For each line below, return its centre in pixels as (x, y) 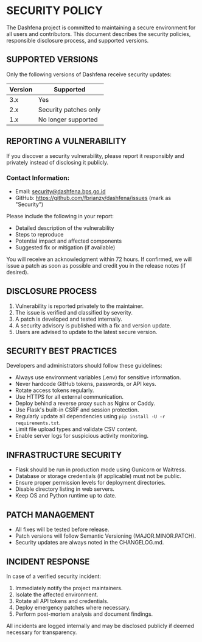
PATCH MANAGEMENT (51, 515)
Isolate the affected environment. (57, 594)
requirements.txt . (38, 423)
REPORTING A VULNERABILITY (66, 141)
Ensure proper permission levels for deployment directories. (90, 483)
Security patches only (70, 109)
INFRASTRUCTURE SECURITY (64, 455)
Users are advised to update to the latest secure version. (86, 332)
